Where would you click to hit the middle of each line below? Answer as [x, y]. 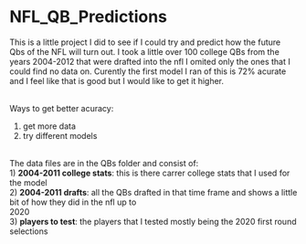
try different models [60, 135]
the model [28, 182]
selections [29, 231]
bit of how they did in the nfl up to [73, 202]
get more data [49, 126]
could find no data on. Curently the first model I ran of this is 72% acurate [148, 71]
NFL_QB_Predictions [88, 17]
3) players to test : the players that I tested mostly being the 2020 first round [153, 221]
